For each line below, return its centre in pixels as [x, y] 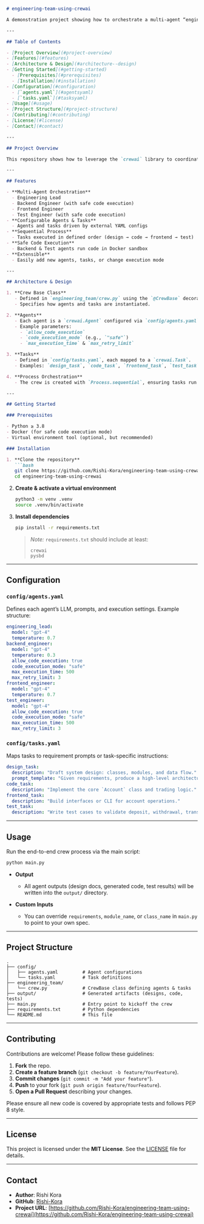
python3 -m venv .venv [44, 499]
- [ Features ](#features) [38, 58]
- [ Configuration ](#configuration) [51, 86]
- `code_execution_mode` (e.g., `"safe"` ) [74, 338]
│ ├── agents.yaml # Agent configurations [74, 972]
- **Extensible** [28, 254]
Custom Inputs [34, 904]
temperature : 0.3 [34, 655]
